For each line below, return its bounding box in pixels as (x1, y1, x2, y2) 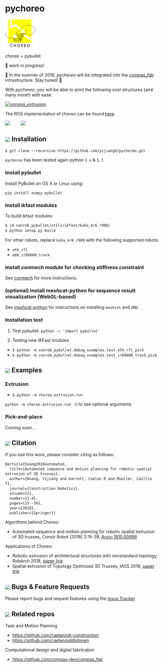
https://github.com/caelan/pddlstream (12, 638, 90, 644)
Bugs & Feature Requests (11, 582, 90, 591)
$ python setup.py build (5, 228, 56, 233)
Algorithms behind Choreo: (5, 519, 60, 525)
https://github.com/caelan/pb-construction (12, 632, 99, 638)
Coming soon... (5, 424, 36, 430)
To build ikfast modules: (5, 213, 53, 219)
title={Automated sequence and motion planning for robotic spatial (9, 467, 152, 472)
